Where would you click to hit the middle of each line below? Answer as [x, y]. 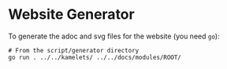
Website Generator [72, 15]
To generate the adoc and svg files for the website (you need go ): [114, 36]
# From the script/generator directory [74, 50]
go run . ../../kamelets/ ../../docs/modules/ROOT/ [95, 57]
